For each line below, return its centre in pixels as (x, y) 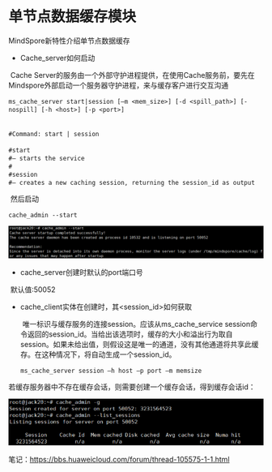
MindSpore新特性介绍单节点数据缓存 (70, 41)
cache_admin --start (43, 215)
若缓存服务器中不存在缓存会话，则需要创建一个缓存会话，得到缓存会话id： (132, 387)
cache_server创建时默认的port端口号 (81, 272)
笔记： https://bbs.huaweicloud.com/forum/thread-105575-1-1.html (119, 460)
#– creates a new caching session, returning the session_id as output (132, 182)
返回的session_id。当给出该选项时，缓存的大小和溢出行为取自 (130, 334)
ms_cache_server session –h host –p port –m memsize (111, 371)
